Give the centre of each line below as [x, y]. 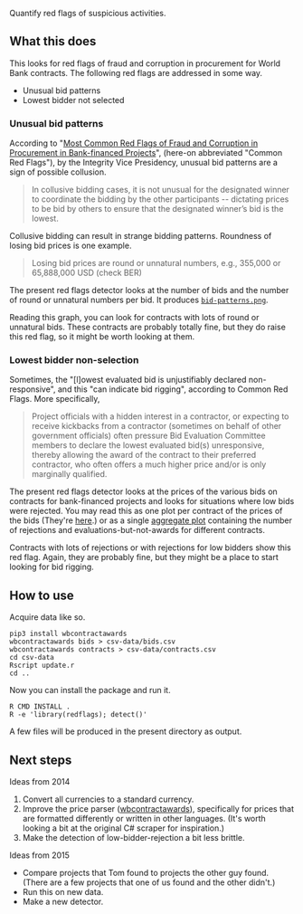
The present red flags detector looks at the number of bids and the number [149, 290]
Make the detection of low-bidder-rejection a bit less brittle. [134, 838]
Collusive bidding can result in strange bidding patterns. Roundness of [141, 236]
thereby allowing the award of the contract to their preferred [143, 455]
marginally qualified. [69, 474]
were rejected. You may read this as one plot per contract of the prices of [146, 511]
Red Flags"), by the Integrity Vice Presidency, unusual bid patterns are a [144, 163]
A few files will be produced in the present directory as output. [126, 731]
